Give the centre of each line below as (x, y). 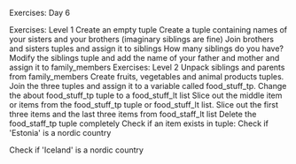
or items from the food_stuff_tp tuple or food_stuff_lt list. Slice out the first (144, 104)
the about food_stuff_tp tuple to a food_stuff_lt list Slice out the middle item (146, 95)
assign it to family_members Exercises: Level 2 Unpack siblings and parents (147, 67)
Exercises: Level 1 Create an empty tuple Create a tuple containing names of (148, 30)
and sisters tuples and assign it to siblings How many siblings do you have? (147, 48)
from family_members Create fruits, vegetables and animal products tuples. (147, 77)
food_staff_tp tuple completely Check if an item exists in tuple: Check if (139, 123)
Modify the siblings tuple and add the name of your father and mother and (144, 58)
